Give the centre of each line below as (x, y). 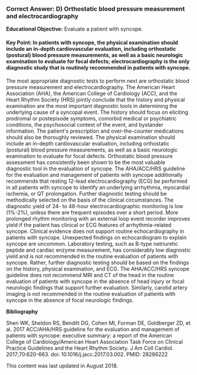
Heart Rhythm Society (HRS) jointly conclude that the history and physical (96, 100)
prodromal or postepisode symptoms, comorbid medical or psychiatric (91, 118)
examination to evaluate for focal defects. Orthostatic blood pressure (89, 156)
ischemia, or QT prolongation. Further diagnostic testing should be (86, 193)
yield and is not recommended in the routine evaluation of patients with (92, 256)
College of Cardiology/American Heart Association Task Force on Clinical (95, 341)
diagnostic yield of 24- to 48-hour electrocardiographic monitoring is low (95, 206)
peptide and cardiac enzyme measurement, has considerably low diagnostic (98, 250)
